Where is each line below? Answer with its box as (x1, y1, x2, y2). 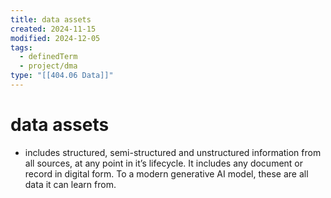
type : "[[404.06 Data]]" (10, 71, 114, 81)
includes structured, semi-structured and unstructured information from (24, 146, 322, 158)
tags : (10, 42, 33, 53)
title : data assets (10, 14, 92, 25)
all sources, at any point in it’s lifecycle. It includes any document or (24, 157, 304, 169)
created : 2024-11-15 (10, 24, 97, 34)
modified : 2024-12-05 (10, 33, 101, 43)
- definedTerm (19, 52, 78, 62)
